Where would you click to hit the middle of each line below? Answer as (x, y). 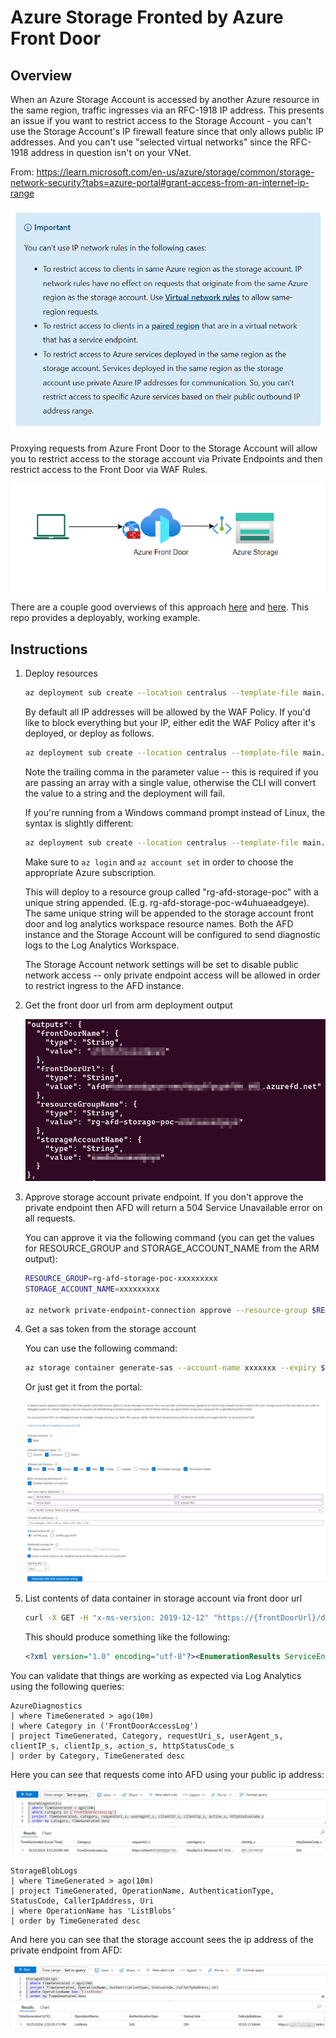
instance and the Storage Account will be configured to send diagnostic (172, 934)
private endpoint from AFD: (66, 1950)
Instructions (49, 649)
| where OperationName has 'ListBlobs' (93, 1911)
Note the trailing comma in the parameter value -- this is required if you (171, 772)
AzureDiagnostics (46, 1706)
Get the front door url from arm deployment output (128, 1005)
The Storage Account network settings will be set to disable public (161, 964)
